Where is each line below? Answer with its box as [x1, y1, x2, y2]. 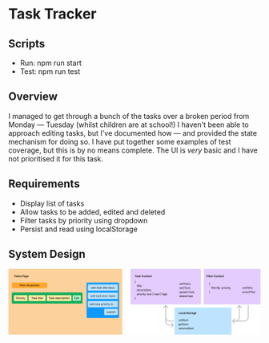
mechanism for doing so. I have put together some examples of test [8, 137, 231, 146]
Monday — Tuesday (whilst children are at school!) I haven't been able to [8, 120, 250, 129]
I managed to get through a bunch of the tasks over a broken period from [8, 111, 250, 120]
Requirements [8, 178, 80, 191]
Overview [8, 90, 58, 104]
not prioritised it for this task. [8, 153, 104, 163]
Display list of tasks [19, 198, 85, 208]
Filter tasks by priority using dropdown [19, 215, 148, 225]
